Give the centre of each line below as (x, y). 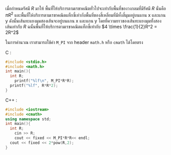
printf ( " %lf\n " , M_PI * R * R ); (44, 81)
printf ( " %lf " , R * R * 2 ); (34, 86)
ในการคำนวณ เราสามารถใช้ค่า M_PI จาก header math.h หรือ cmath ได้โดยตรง (74, 42)
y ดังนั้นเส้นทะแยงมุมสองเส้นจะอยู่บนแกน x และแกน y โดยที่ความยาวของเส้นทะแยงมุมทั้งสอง (83, 20)
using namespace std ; (28, 119)
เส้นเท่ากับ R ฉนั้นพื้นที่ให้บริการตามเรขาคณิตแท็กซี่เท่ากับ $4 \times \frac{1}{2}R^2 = (81, 27)
